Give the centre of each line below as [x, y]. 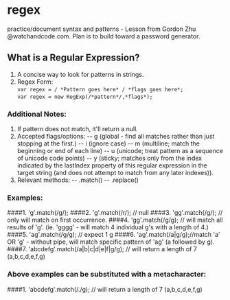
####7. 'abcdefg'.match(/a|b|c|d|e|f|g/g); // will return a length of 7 [102, 249]
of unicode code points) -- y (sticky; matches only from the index [110, 158]
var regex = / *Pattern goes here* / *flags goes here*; [100, 89]
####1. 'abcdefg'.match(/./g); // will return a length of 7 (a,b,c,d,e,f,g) [105, 289]
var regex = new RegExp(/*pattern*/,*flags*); [85, 97]
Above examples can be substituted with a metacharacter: [107, 275]
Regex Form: [35, 82]
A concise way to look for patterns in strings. [80, 74]
